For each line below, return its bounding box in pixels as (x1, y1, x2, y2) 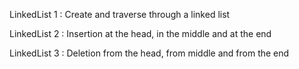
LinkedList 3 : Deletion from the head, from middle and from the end (9, 47, 290, 59)
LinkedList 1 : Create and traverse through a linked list (9, 9, 231, 20)
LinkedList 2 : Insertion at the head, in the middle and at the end (9, 28, 272, 39)
